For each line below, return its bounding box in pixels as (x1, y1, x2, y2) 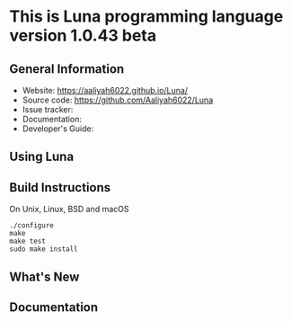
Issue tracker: (22, 104, 74, 114)
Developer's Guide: (22, 123, 94, 134)
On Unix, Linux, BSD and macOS (9, 204, 129, 215)
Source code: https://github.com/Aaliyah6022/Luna (22, 94, 214, 105)
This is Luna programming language (9, 6, 284, 27)
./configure (9, 221, 54, 230)
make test (9, 236, 47, 246)
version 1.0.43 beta (9, 25, 157, 46)
